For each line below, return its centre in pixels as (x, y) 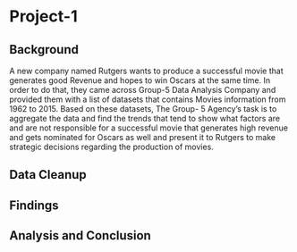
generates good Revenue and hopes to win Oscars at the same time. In (140, 80)
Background (44, 50)
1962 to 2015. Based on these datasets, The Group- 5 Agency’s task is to (143, 109)
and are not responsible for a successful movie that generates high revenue (149, 128)
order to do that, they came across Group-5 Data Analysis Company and (143, 90)
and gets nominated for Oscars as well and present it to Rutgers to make (143, 137)
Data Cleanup (48, 175)
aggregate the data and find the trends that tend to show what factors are (145, 118)
